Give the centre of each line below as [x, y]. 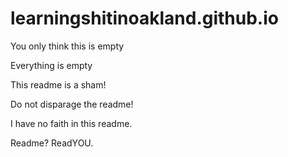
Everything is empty [51, 65]
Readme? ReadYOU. [52, 143]
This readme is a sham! [58, 84]
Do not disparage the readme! [72, 104]
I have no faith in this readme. [71, 123]
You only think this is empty [67, 46]
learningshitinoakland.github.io [144, 18]
